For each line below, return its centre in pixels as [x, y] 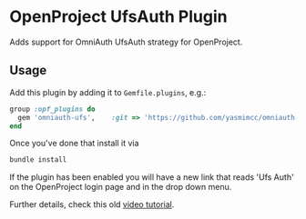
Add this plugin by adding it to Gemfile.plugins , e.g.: [108, 92]
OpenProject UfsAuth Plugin [118, 17]
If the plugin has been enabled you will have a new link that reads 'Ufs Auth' [152, 177]
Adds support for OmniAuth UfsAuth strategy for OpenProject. [126, 42]
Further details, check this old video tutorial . [92, 204]
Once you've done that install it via [74, 144]
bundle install [38, 160]
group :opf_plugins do [52, 109]
